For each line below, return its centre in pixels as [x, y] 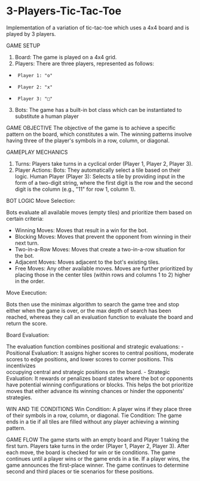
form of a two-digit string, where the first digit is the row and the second [104, 182]
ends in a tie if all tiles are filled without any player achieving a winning [93, 421]
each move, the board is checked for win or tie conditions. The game [91, 452]
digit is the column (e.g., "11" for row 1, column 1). [75, 189]
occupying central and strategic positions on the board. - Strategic [88, 372]
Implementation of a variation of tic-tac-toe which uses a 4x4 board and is [98, 28]
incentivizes [21, 366]
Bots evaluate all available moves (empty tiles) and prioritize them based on [99, 212]
